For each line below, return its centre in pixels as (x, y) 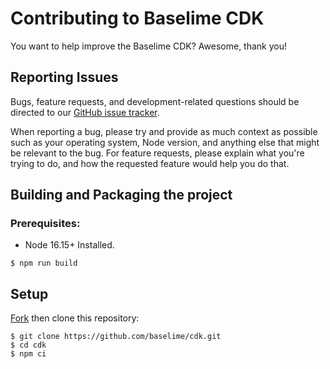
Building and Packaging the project (121, 195)
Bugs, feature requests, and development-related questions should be (155, 101)
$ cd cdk (28, 345)
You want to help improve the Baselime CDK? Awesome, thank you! (149, 46)
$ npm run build (44, 263)
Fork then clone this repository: (75, 318)
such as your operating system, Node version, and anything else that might (165, 142)
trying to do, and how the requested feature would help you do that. (150, 163)
